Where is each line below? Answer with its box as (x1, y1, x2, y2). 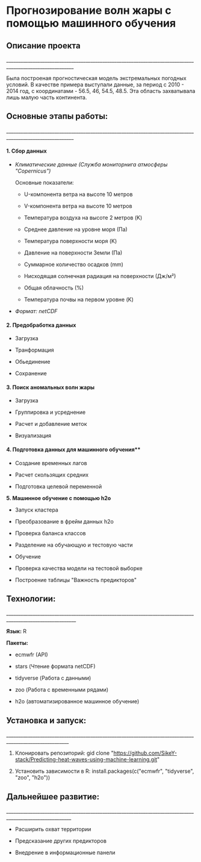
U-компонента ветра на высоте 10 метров (23, 191, 133, 198)
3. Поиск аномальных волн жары (6, 384, 95, 391)
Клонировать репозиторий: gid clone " (14, 749, 114, 757)
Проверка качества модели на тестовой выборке (14, 565, 143, 572)
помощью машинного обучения (6, 16, 176, 30)
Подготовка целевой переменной (14, 483, 102, 490)
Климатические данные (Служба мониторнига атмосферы (14, 161, 168, 168)
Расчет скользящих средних (14, 471, 89, 478)
